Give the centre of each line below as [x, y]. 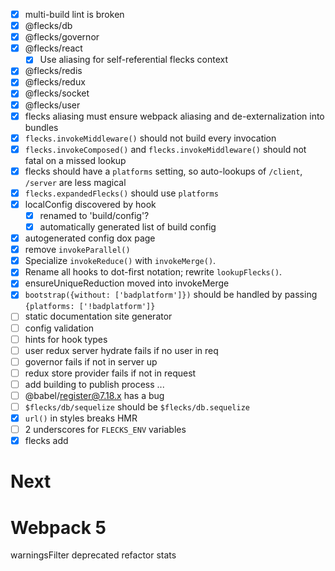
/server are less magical [75, 182]
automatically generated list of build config [128, 227]
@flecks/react [53, 48]
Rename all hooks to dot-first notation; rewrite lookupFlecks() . [153, 272]
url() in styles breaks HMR [81, 418]
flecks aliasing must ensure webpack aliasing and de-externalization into [174, 116]
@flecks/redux [55, 82]
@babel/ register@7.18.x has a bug [94, 395]
